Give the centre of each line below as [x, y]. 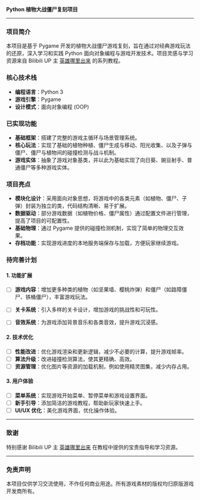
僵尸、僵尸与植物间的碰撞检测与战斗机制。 [67, 152]
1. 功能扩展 [19, 275]
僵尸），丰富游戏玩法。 [63, 297]
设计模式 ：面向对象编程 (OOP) [52, 107]
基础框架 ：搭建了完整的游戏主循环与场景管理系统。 [77, 137]
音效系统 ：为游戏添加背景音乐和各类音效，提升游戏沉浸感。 [88, 322]
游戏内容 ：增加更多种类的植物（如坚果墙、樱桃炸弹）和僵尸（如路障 [98, 290]
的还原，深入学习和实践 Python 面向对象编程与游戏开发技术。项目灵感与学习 [100, 54]
